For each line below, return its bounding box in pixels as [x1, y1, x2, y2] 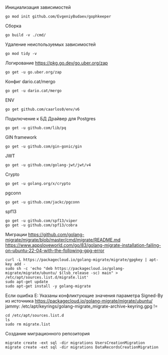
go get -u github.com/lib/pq [5, 125, 66, 130]
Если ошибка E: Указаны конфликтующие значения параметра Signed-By [5, 293, 163, 299]
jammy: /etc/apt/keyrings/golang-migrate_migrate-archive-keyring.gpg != [5, 303, 158, 309]
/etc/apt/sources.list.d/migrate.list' [5, 275, 89, 280]
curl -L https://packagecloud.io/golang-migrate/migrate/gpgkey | [5, 257, 147, 262]
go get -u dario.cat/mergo [5, 88, 62, 93]
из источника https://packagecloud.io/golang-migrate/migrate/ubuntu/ [5, 298, 153, 304]
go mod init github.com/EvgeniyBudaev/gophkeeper [5, 14, 112, 19]
